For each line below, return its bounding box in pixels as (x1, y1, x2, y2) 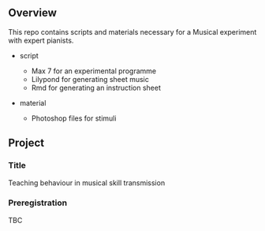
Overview (8, 6, 58, 20)
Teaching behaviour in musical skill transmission (8, 177, 166, 188)
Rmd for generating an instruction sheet (31, 83, 162, 92)
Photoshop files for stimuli (31, 114, 117, 123)
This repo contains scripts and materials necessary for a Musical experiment (8, 27, 257, 36)
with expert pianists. (8, 35, 74, 45)
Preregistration (8, 197, 68, 208)
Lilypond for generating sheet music (31, 74, 150, 84)
